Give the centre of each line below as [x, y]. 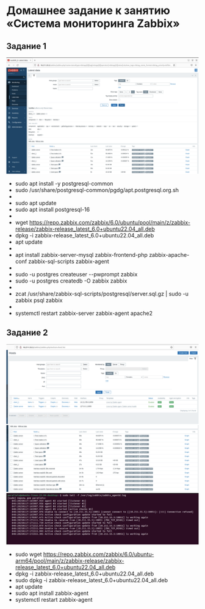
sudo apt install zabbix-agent [52, 593]
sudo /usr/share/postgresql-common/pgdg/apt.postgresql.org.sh [97, 190]
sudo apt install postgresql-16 [52, 210]
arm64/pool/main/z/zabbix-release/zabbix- [70, 560]
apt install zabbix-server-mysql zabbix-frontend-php [81, 255]
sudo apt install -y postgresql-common [64, 184]
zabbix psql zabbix [39, 300]
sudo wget [28, 554]
